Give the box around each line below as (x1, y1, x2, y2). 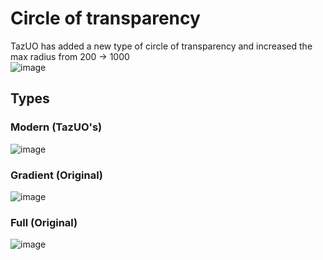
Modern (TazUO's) (10, 120, 103, 134)
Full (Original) (10, 215, 78, 229)
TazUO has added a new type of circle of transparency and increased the (10, 40, 313, 52)
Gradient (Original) (10, 168, 104, 182)
